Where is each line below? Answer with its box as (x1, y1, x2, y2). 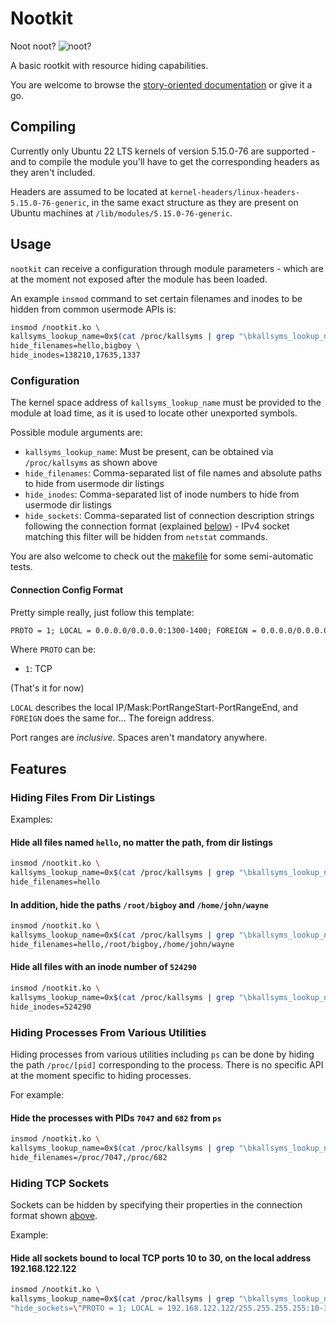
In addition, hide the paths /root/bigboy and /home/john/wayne (10, 898, 269, 911)
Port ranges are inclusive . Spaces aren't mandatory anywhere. (10, 732, 268, 744)
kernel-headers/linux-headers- (169, 187, 301, 197)
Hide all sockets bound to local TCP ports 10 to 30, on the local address (10, 1252, 312, 1264)
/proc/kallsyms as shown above (24, 457, 158, 469)
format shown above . (10, 1210, 98, 1222)
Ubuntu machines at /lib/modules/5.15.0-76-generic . (10, 207, 233, 219)
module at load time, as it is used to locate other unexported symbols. (10, 407, 298, 419)
